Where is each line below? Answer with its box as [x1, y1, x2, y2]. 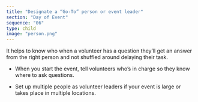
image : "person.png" [6, 31, 58, 37]
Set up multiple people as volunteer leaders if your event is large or [14, 83, 181, 90]
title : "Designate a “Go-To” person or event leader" [6, 8, 144, 15]
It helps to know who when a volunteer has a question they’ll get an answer [6, 47, 193, 54]
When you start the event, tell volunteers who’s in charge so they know [14, 65, 190, 72]
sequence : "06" [6, 20, 44, 26]
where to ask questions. [14, 72, 74, 79]
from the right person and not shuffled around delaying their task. [6, 54, 169, 61]
